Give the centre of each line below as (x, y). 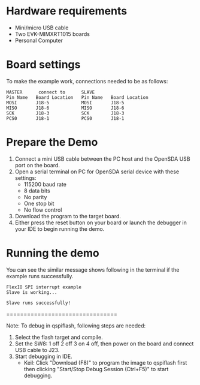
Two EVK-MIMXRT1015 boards (52, 34)
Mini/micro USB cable (42, 28)
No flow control (43, 210)
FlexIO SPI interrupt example (44, 287)
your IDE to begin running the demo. (60, 228)
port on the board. (37, 165)
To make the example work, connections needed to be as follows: (87, 81)
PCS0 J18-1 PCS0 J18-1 (65, 118)
